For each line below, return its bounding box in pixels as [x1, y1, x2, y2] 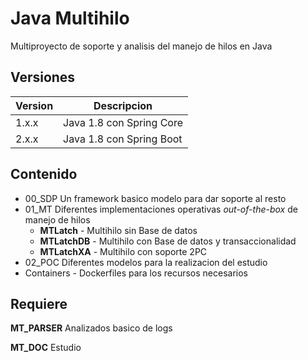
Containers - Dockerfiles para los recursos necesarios [24, 267, 249, 279]
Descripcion [93, 98, 153, 112]
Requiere [10, 295, 68, 312]
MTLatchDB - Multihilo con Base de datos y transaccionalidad [39, 235, 297, 247]
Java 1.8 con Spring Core [63, 115, 184, 129]
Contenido [10, 166, 78, 183]
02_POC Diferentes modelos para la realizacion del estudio [24, 256, 268, 268]
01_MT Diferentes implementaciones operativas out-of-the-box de [24, 203, 298, 215]
